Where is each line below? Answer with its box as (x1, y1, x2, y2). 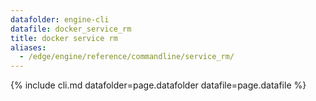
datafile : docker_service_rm (10, 24, 132, 34)
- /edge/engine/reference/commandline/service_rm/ (19, 52, 235, 62)
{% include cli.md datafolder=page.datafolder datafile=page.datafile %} (10, 79, 307, 91)
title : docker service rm (10, 33, 118, 43)
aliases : (10, 42, 47, 53)
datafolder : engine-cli (10, 14, 110, 25)
